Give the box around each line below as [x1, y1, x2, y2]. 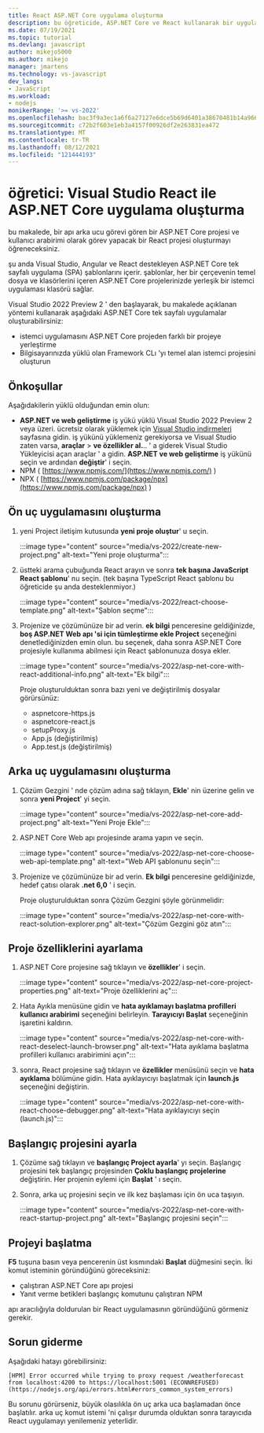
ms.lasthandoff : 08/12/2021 [8, 143, 101, 151]
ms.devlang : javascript [8, 41, 86, 49]
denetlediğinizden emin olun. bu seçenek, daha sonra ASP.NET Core [19, 637, 242, 646]
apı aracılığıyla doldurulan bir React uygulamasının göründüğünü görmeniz [8, 1305, 249, 1314]
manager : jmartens [8, 63, 68, 71]
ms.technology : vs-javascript [8, 70, 108, 78]
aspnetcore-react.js [31, 716, 96, 726]
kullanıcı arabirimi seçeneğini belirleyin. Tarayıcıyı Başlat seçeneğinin [19, 1009, 249, 1020]
